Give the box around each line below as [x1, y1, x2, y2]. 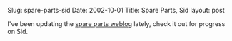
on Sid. [7, 28, 29, 35]
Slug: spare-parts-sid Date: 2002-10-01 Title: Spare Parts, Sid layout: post [7, 6, 225, 14]
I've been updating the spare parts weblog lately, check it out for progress [7, 20, 226, 28]
